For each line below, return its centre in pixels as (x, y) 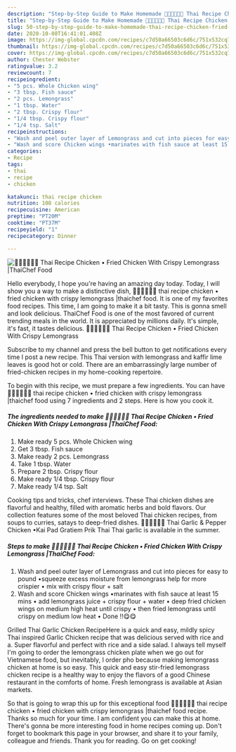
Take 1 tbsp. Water (44, 464)
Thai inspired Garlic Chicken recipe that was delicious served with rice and (115, 637)
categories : (25, 151)
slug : (15, 27)
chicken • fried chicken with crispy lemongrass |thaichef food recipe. (108, 711)
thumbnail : (23, 46)
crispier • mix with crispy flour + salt (70, 587)
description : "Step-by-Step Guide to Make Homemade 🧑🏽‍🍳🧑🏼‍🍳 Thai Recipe (114, 14)
